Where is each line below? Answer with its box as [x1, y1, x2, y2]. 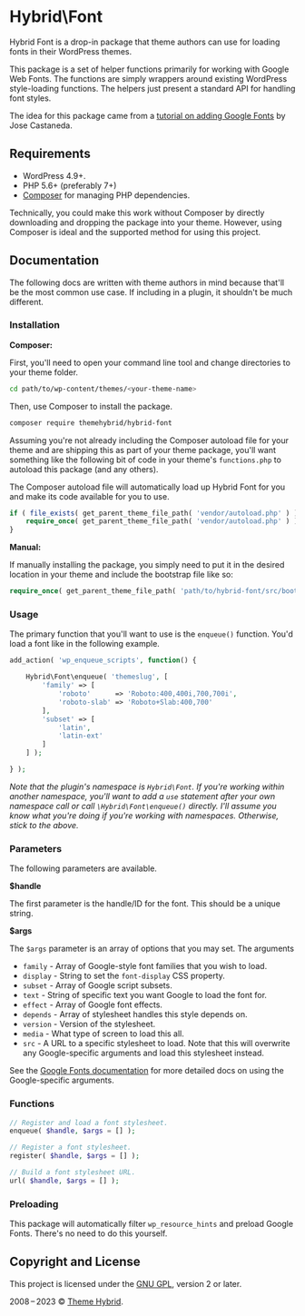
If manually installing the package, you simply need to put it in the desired [9, 559, 285, 570]
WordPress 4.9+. [22, 170, 86, 181]
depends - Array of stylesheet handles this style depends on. [22, 1009, 248, 1020]
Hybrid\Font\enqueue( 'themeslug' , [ [25, 672, 169, 682]
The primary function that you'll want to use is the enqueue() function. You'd [9, 628, 293, 639]
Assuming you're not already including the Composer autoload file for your [9, 434, 289, 446]
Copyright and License [9, 1254, 141, 1270]
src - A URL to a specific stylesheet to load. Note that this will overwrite [22, 1038, 290, 1049]
